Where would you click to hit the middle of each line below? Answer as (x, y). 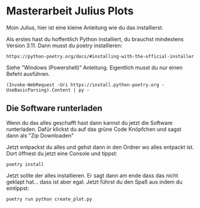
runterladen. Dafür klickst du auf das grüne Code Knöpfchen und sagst (94, 129)
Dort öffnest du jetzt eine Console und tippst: (62, 153)
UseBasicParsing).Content (38, 90)
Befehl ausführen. (28, 74)
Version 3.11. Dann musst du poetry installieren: (64, 45)
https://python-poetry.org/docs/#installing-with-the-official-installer (100, 56)
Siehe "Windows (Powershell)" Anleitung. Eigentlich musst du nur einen (94, 68)
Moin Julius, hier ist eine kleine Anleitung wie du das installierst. (85, 27)
